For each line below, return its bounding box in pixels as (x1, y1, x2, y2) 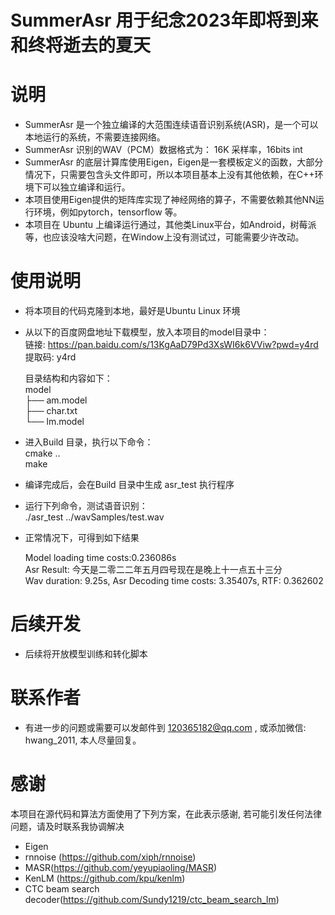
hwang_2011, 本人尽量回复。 (24, 734, 142, 746)
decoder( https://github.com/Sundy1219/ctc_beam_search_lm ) (24, 893, 280, 905)
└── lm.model (24, 416, 85, 428)
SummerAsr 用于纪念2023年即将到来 (10, 9, 319, 32)
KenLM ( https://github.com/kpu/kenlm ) (24, 872, 186, 884)
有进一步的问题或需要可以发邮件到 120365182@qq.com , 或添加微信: (24, 721, 307, 733)
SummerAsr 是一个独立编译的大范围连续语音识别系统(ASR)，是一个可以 (24, 119, 319, 131)
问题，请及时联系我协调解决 (10, 820, 125, 832)
